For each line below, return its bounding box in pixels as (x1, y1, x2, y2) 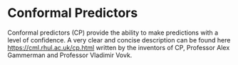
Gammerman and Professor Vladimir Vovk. (7, 51, 133, 59)
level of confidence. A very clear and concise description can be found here (7, 35, 231, 44)
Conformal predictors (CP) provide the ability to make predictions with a (7, 28, 219, 37)
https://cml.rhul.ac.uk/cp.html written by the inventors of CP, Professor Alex (7, 43, 230, 52)
